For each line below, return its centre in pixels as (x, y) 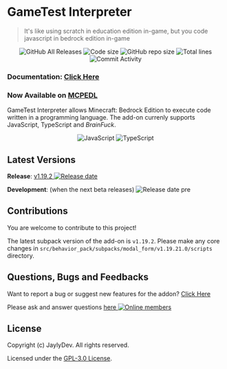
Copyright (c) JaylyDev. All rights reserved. (68, 345)
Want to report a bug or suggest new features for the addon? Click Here (109, 293)
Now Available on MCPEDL (53, 95)
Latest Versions (42, 160)
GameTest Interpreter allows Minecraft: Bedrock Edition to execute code (109, 110)
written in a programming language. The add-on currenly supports (101, 118)
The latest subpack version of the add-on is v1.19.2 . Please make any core (113, 241)
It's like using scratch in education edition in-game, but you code (116, 31)
